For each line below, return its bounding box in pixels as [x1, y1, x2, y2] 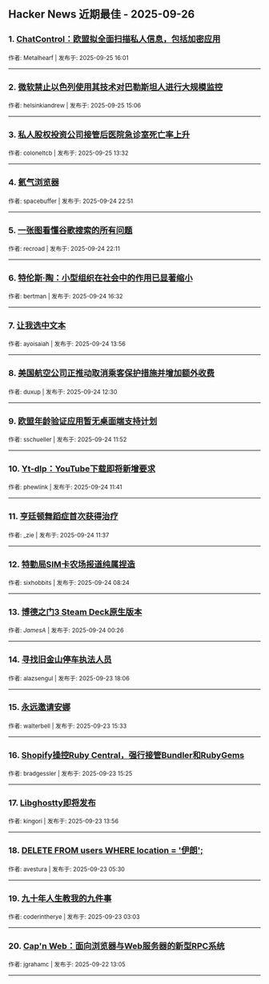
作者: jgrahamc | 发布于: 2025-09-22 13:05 [8, 961, 126, 969]
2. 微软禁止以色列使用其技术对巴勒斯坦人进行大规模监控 [8, 81, 223, 92]
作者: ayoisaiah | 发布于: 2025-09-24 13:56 [8, 340, 126, 349]
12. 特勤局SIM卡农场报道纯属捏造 [8, 559, 136, 570]
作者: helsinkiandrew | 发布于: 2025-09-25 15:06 [8, 101, 142, 110]
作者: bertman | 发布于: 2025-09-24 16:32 [8, 292, 123, 300]
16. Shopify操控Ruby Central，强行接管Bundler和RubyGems [8, 749, 245, 760]
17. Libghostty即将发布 [8, 797, 96, 809]
